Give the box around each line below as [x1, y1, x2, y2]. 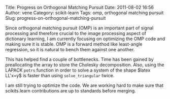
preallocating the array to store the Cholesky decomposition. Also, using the [5, 62, 164, 68]
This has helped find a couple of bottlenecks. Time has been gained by [5, 56, 154, 62]
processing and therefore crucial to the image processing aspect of [5, 30, 146, 36]
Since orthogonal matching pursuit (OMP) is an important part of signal [5, 25, 154, 31]
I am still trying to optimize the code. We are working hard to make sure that [5, 82, 164, 88]
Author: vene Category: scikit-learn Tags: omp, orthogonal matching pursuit [5, 10, 164, 16]
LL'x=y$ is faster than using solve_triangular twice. [5, 73, 115, 78]
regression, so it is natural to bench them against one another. [5, 47, 135, 52]
